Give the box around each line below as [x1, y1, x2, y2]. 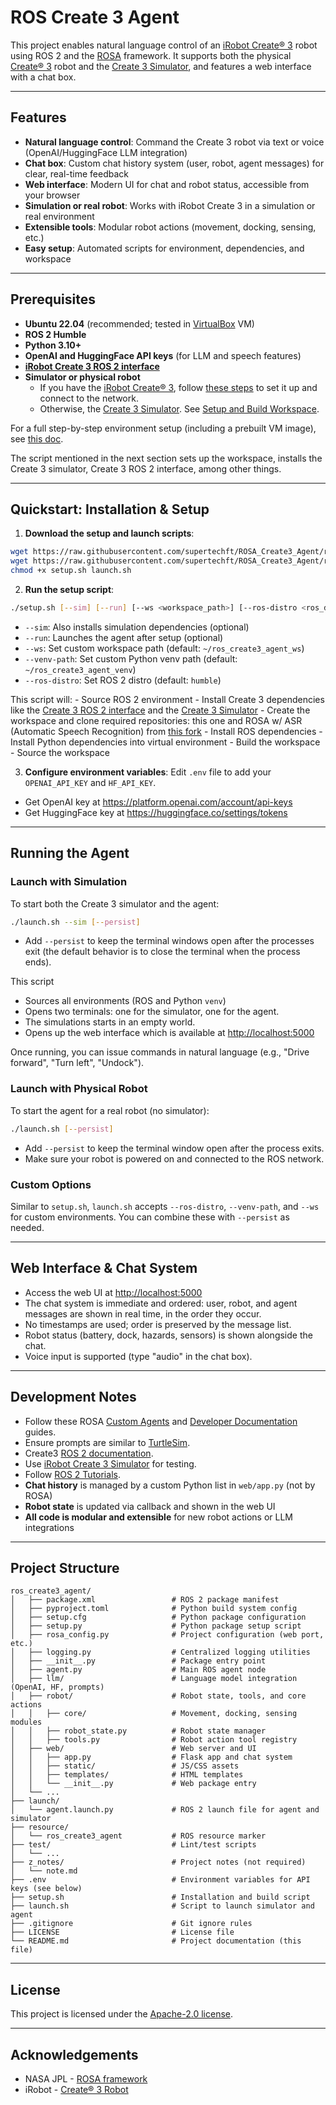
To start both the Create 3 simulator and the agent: [10, 897, 220, 910]
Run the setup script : [24, 584, 115, 595]
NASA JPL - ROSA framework [24, 2072, 148, 2085]
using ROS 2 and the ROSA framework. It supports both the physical [10, 49, 292, 61]
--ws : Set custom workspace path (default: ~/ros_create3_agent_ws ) [24, 642, 305, 654]
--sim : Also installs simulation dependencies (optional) [24, 621, 250, 633]
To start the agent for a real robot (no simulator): [10, 1104, 210, 1116]
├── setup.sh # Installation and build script [10, 1892, 311, 1903]
